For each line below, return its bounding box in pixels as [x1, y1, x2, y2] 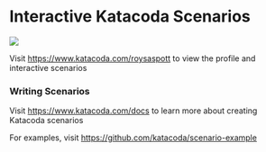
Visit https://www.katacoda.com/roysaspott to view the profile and [9, 52, 256, 64]
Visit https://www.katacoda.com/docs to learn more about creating [9, 105, 258, 116]
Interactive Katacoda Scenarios [9, 6, 251, 27]
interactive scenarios [9, 62, 87, 73]
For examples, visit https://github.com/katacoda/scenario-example [9, 132, 257, 143]
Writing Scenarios [9, 85, 90, 97]
